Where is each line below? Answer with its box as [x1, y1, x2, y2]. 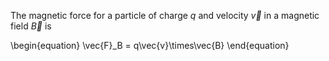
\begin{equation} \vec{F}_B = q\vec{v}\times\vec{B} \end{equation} [10, 40, 290, 51]
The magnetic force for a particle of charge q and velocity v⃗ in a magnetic [10, 10, 320, 21]
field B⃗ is [10, 20, 52, 32]
